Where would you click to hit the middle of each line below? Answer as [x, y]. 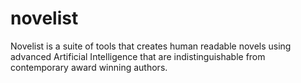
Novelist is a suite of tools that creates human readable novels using [151, 46]
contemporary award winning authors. [89, 67]
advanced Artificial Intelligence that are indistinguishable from [138, 56]
